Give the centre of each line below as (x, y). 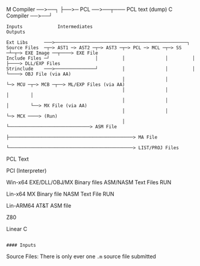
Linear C (17, 229)
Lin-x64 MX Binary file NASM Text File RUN (60, 194)
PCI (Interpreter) (27, 171)
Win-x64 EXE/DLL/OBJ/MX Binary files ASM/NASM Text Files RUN (89, 182)
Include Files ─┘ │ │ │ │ (101, 58)
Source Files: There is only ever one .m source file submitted (81, 256)
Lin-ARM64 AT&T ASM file (39, 206)
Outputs (16, 32)
